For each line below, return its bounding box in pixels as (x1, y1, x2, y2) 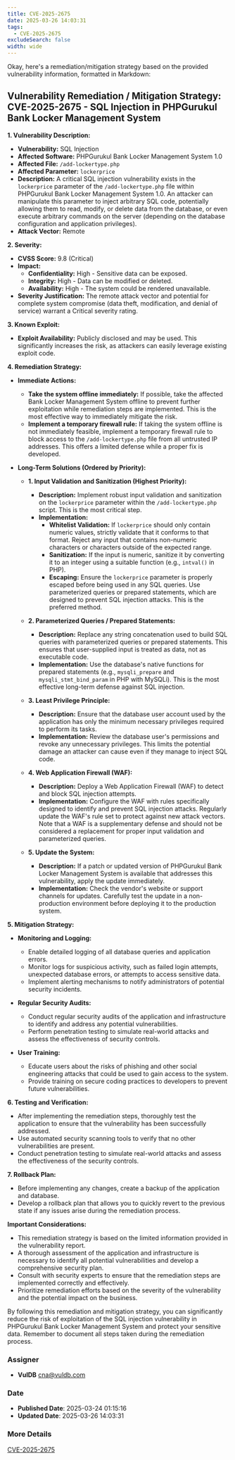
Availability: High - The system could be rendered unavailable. (27, 284, 211, 292)
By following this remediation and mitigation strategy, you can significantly (7, 1307, 223, 1316)
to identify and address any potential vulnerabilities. (27, 1019, 178, 1028)
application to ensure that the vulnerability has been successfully (17, 1119, 207, 1128)
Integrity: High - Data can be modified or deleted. (27, 276, 173, 285)
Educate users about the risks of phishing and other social (27, 1061, 197, 1071)
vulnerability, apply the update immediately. (38, 876, 165, 885)
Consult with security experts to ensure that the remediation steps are (17, 1271, 221, 1279)
